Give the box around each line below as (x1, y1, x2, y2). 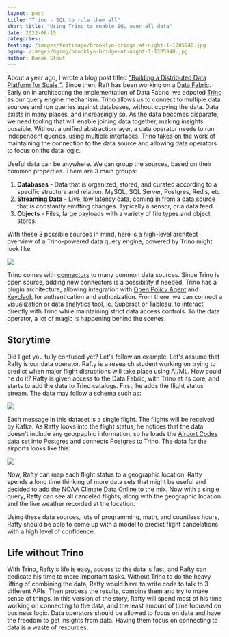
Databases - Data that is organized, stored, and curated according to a (16, 180, 217, 189)
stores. (16, 217, 37, 225)
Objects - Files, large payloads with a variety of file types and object (16, 209, 211, 217)
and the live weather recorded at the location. (7, 499, 135, 507)
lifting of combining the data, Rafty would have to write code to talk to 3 (7, 580, 208, 588)
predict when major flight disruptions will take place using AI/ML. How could (7, 367, 222, 375)
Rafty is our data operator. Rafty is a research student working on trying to (7, 359, 217, 368)
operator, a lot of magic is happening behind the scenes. (7, 314, 166, 322)
